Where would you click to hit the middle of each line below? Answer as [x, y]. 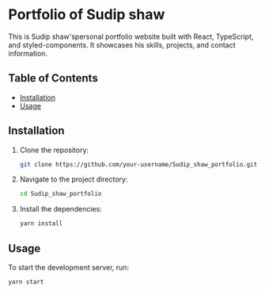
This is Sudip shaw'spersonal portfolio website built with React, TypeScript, [131, 36]
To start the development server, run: [68, 267]
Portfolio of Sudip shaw [87, 15]
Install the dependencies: [61, 209]
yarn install [41, 223]
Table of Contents [53, 78]
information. [28, 53]
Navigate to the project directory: [74, 179]
